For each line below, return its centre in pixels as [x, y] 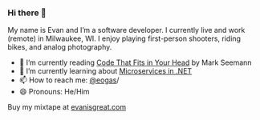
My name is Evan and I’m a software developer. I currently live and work [126, 30]
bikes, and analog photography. [60, 47]
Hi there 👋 [27, 13]
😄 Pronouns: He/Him [54, 92]
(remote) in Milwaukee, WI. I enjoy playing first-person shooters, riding [124, 38]
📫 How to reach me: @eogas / [69, 80]
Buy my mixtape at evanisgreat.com [67, 107]
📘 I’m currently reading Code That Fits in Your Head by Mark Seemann [135, 62]
